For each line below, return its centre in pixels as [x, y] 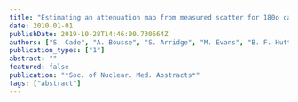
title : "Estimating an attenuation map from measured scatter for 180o [144, 17]
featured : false [39, 67]
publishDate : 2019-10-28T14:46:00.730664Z [89, 34]
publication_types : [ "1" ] [57, 51]
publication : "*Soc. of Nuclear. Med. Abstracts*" [105, 75]
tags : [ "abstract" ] [45, 83]
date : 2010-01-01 [41, 26]
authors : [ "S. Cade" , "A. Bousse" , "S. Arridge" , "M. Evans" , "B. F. [141, 42]
